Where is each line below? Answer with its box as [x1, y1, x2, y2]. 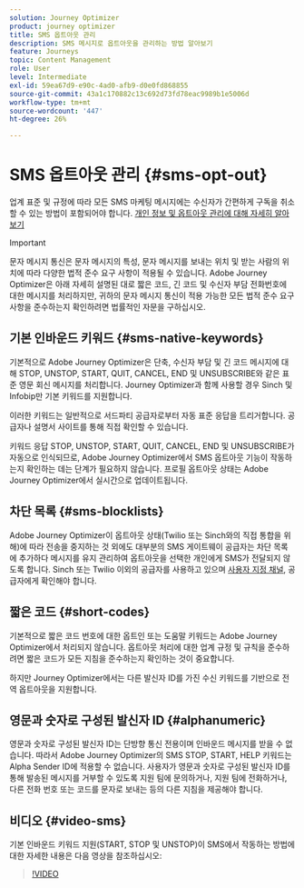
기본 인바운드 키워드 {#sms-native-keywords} [9, 331, 264, 346]
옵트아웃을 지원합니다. [18, 683, 97, 694]
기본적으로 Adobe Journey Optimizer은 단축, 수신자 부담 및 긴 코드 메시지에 [9, 356, 279, 367]
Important [9, 237, 46, 248]
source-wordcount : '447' [9, 106, 103, 115]
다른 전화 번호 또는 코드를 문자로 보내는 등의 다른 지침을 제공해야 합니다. [9, 783, 263, 795]
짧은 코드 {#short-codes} [9, 604, 151, 620]
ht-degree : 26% [9, 115, 67, 124]
